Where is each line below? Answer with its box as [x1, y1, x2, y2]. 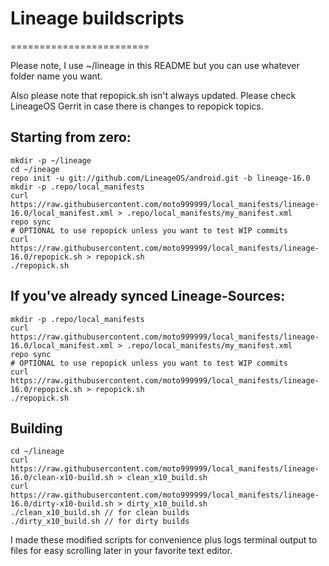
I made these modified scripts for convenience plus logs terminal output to [10, 534, 318, 546]
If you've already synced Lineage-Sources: [10, 288, 286, 305]
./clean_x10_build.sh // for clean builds [10, 508, 190, 518]
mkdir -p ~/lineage [10, 155, 92, 166]
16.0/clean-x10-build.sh [10, 473, 114, 483]
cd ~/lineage [10, 447, 65, 457]
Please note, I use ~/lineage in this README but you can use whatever [10, 59, 300, 71]
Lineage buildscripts [10, 7, 185, 30]
